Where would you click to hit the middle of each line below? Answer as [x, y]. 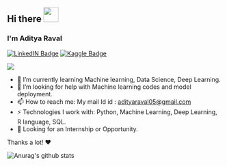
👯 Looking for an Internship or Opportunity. [77, 129]
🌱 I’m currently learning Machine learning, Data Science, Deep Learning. [119, 79]
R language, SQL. [41, 122]
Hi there [25, 19]
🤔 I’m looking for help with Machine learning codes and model [104, 87]
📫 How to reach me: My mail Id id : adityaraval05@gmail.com [104, 101]
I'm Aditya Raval [35, 38]
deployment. [35, 94]
